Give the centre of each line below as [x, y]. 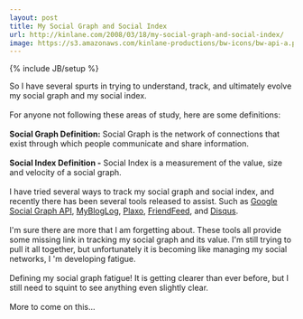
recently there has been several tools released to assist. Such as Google [143, 202]
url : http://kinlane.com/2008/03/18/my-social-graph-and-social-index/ [147, 34]
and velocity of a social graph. [65, 173]
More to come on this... [53, 307]
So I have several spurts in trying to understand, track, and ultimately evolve [151, 86]
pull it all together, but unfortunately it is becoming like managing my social [148, 249]
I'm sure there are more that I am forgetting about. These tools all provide [146, 230]
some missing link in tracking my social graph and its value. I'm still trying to [150, 239]
